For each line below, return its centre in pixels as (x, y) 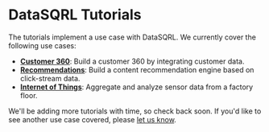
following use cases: (42, 45)
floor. (29, 95)
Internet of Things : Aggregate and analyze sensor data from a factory (137, 87)
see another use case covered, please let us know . (93, 119)
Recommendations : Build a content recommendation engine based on (137, 69)
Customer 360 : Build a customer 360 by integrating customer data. (132, 61)
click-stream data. (50, 78)
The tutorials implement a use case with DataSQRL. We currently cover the (132, 37)
